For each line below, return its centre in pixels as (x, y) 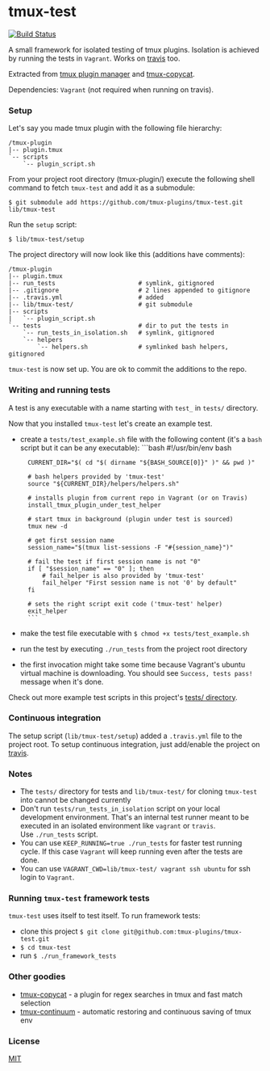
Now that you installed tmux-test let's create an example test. (110, 424)
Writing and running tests (60, 390)
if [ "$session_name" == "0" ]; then (91, 568)
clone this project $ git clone (70, 931)
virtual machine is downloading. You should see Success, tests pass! (136, 673)
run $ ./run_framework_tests (68, 955)
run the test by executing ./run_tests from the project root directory (133, 648)
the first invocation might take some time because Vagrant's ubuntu (133, 664)
